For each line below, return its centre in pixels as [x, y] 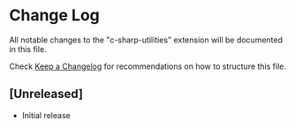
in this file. [28, 49]
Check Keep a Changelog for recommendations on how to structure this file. [148, 66]
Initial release [46, 115]
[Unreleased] [46, 94]
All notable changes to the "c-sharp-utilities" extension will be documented [146, 40]
